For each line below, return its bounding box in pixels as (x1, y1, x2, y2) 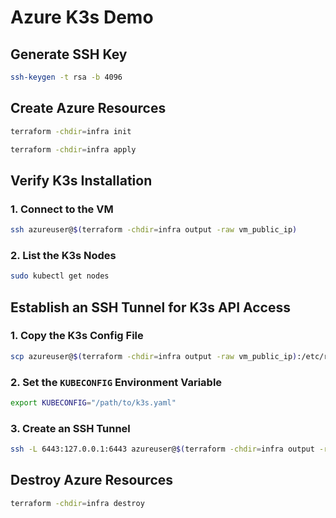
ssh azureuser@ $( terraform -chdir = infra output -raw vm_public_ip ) (10, 225, 298, 235)
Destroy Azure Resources (10, 472, 174, 489)
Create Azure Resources (10, 100, 167, 117)
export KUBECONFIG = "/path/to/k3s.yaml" (10, 398, 177, 408)
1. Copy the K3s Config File (10, 329, 144, 343)
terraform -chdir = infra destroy (10, 498, 145, 508)
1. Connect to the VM (10, 202, 114, 216)
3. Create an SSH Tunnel (10, 421, 131, 435)
